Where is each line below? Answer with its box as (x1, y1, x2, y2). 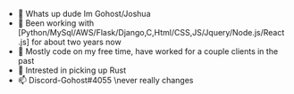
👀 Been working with (17, 18, 95, 28)
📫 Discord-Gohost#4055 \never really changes (17, 75, 194, 85)
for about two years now (30, 36, 122, 47)
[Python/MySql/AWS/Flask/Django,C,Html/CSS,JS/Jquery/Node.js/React (17, 27, 285, 37)
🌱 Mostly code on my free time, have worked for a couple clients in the (17, 46, 279, 57)
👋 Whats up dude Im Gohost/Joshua (17, 9, 151, 19)
